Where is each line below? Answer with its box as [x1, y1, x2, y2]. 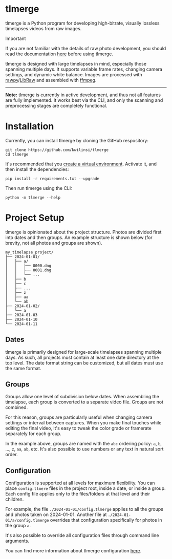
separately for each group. [5, 431, 61, 437]
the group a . [5, 523, 31, 529]
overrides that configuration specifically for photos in [50, 517, 162, 523]
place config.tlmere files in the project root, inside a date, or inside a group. [5, 485, 166, 491]
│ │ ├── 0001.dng [5, 267, 52, 273]
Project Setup [5, 212, 65, 224]
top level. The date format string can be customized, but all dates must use [5, 359, 163, 366]
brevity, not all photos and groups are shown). [5, 240, 102, 246]
